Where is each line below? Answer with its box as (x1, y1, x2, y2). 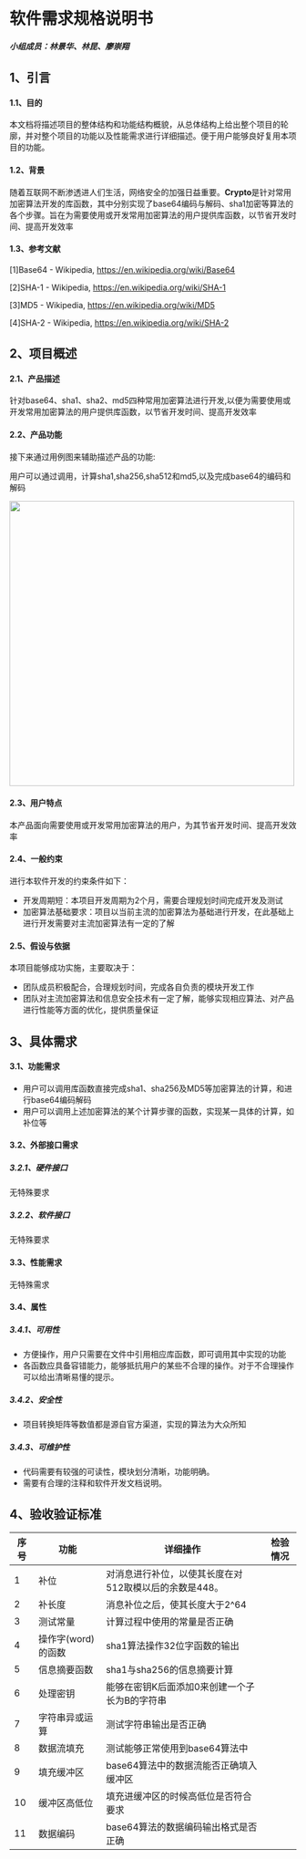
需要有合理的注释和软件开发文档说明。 (22, 1478, 167, 1489)
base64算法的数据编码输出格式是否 (106, 1821, 258, 1833)
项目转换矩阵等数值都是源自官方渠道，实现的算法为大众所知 (22, 1419, 247, 1430)
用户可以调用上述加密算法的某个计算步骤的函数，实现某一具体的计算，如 (22, 1106, 294, 1116)
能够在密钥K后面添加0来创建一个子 (106, 1680, 255, 1693)
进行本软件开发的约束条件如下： (9, 875, 129, 886)
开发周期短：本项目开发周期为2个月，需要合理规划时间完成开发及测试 (22, 895, 284, 906)
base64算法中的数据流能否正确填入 (106, 1759, 258, 1771)
